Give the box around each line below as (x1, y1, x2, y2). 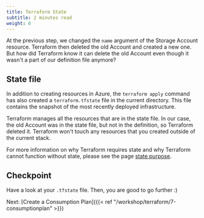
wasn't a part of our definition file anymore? (6, 56, 116, 64)
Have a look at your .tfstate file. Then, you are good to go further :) (6, 186, 178, 194)
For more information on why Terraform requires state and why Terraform (6, 146, 191, 153)
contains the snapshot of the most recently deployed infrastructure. (6, 103, 176, 110)
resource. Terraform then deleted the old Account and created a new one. (6, 43, 192, 51)
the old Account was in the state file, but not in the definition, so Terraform (6, 121, 194, 128)
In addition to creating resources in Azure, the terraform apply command (6, 90, 190, 97)
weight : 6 (6, 20, 32, 26)
